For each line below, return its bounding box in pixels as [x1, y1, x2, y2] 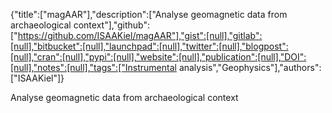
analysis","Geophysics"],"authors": [178, 62, 322, 73]
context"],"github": [73, 19, 150, 31]
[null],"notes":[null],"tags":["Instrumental [10, 62, 177, 73]
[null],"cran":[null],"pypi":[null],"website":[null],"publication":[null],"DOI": [10, 51, 307, 63]
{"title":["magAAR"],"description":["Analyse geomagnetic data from [10, 9, 288, 20]
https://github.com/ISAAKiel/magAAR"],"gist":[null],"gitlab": [17, 30, 263, 41]
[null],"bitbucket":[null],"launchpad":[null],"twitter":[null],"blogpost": [10, 40, 289, 52]
